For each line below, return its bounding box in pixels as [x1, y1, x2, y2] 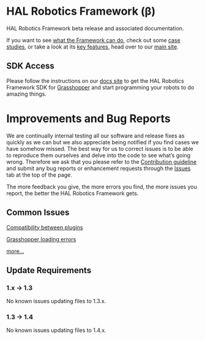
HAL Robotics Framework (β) [6, 4, 156, 18]
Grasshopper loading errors [6, 235, 76, 243]
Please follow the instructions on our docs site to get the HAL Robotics [6, 77, 185, 84]
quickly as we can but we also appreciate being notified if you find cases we [6, 138, 199, 145]
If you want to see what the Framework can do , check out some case [6, 36, 181, 44]
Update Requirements [6, 265, 92, 276]
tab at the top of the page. [6, 171, 72, 179]
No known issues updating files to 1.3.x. [6, 298, 106, 305]
